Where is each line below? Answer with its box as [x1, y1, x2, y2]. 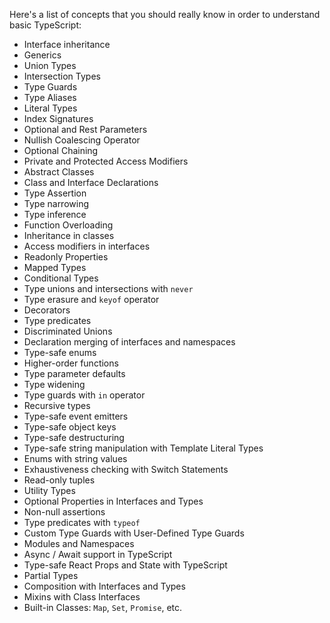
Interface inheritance [23, 39, 111, 50]
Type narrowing [23, 198, 90, 209]
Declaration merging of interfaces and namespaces [23, 336, 236, 348]
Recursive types [23, 400, 91, 411]
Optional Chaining [23, 145, 99, 156]
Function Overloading [23, 219, 114, 231]
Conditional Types [23, 272, 99, 284]
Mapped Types [23, 262, 87, 273]
